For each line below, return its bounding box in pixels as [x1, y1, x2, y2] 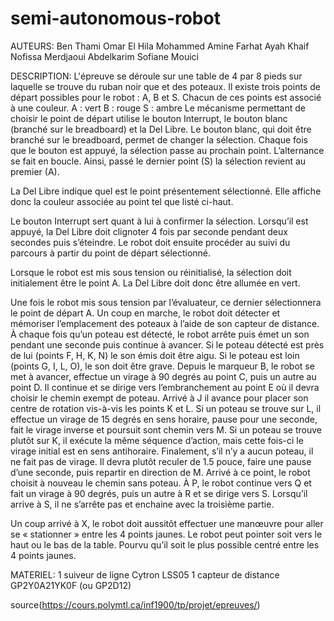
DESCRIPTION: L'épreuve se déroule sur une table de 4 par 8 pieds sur [10, 70, 303, 82]
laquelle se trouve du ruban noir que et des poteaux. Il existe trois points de [10, 80, 321, 92]
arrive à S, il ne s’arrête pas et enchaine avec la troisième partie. [10, 498, 275, 510]
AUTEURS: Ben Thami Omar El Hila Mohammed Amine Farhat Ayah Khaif [10, 40, 310, 52]
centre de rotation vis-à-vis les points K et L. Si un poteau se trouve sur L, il [10, 402, 322, 414]
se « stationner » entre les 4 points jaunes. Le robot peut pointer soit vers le [10, 528, 323, 540]
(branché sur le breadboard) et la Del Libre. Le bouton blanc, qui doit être [10, 123, 312, 135]
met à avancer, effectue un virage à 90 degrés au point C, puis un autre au [10, 370, 317, 382]
